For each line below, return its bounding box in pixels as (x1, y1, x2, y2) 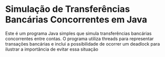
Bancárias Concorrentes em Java (5, 14, 147, 25)
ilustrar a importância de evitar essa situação (5, 46, 99, 52)
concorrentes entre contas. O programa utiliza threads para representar (5, 36, 154, 42)
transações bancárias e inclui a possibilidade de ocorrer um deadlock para (5, 41, 160, 47)
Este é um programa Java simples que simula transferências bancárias (5, 30, 152, 36)
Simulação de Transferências (5, 3, 130, 15)
